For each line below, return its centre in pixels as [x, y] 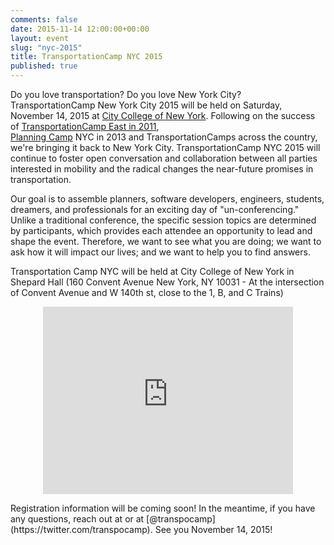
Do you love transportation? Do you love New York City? [126, 94]
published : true [44, 66]
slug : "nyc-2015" [46, 47]
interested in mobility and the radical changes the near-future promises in [162, 169]
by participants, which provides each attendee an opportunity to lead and [161, 230]
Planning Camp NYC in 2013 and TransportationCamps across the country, [164, 137]
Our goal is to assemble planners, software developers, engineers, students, [167, 199]
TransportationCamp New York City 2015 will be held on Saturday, [146, 105]
